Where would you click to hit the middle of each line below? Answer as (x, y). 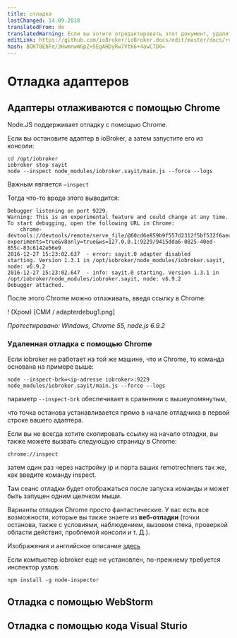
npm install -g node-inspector (53, 580)
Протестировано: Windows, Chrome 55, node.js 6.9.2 (86, 325)
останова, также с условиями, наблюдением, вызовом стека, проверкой (117, 525)
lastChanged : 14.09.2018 (44, 20)
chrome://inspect (33, 454)
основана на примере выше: (50, 367)
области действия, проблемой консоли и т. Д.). (79, 532)
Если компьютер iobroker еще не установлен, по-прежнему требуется (114, 560)
